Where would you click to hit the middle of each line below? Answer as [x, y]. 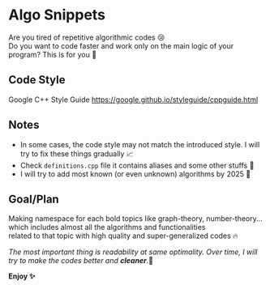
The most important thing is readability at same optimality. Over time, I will [133, 252]
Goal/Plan [34, 199]
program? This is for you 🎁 [53, 54]
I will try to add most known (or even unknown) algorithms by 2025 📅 [135, 174]
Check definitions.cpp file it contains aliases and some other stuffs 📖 [137, 165]
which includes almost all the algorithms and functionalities [107, 227]
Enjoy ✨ [22, 276]
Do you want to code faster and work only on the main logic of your [121, 45]
